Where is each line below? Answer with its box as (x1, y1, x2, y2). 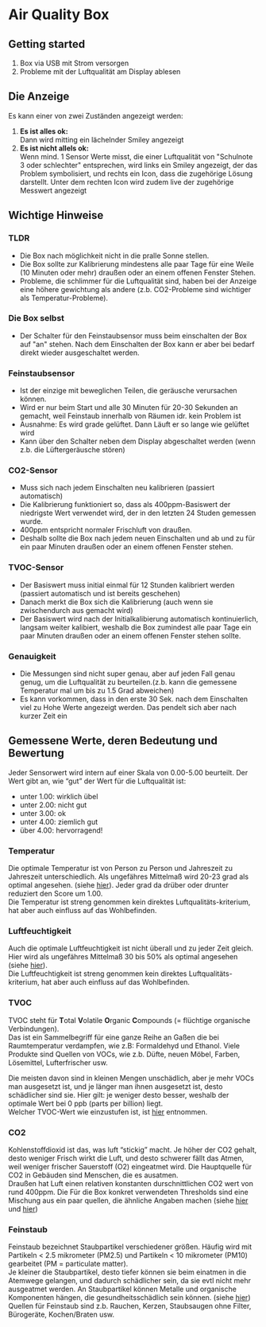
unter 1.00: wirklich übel (19, 791, 98, 801)
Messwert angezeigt (19, 185, 87, 195)
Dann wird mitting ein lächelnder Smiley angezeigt (19, 135, 184, 144)
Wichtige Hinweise (8, 209, 104, 222)
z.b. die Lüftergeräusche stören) (19, 445, 125, 455)
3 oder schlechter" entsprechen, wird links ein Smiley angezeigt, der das (19, 160, 258, 170)
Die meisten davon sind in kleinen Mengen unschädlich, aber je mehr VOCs (8, 1073, 254, 1083)
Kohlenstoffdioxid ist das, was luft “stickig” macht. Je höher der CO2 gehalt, (8, 1145, 257, 1154)
